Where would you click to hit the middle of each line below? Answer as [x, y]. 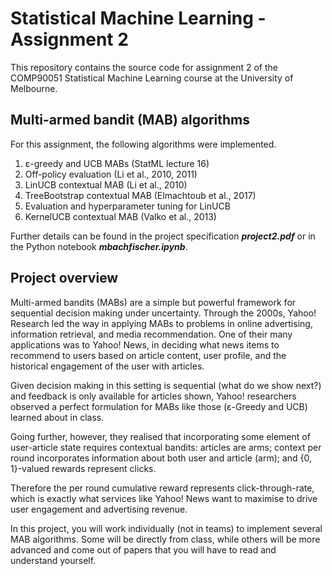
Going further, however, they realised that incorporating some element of [160, 436]
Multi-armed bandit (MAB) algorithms [130, 120]
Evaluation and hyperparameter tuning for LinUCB [127, 206]
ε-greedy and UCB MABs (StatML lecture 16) [117, 163]
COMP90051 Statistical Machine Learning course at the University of [152, 78]
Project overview [64, 278]
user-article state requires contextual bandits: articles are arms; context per [166, 447]
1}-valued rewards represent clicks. [83, 468]
